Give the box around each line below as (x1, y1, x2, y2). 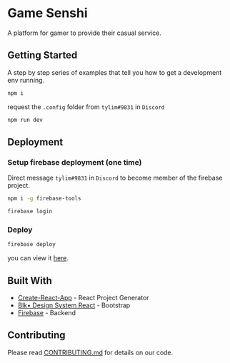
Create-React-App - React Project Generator (17, 293, 149, 302)
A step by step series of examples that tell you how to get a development (7, 68, 222, 76)
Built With (7, 275, 52, 287)
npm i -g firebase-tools (7, 195, 81, 203)
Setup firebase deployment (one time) (7, 157, 142, 167)
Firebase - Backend (17, 308, 76, 317)
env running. (7, 76, 45, 84)
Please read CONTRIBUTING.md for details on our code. (7, 348, 174, 357)
